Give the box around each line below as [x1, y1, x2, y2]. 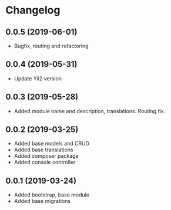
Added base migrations [14, 198, 71, 205]
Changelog [5, 4, 61, 17]
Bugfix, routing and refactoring [14, 42, 89, 49]
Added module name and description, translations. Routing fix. [14, 107, 166, 114]
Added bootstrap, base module [14, 191, 89, 198]
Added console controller [14, 159, 76, 166]
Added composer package [14, 153, 79, 160]
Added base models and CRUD [14, 140, 89, 147]
